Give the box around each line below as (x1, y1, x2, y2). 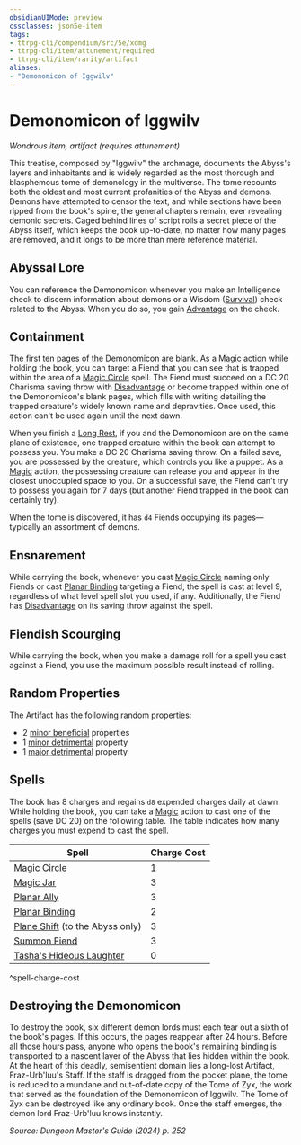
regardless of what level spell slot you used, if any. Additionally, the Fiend (9, 591, 281, 602)
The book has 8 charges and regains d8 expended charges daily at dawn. (9, 796, 280, 807)
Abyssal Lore (9, 260, 84, 275)
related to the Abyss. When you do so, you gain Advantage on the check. (9, 303, 280, 314)
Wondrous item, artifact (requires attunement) (9, 140, 181, 151)
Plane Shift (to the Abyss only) (13, 919, 142, 932)
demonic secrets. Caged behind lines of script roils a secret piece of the (9, 215, 277, 226)
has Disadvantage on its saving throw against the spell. (9, 600, 214, 612)
